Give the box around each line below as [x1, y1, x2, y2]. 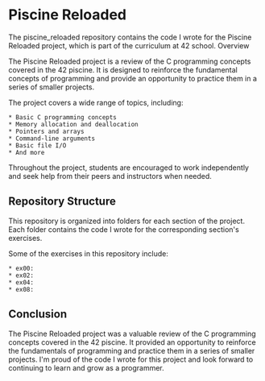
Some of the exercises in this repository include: [8, 248, 169, 259]
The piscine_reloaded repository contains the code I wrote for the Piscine [8, 32, 252, 42]
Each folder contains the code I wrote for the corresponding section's [8, 224, 239, 234]
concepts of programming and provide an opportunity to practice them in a [8, 73, 258, 83]
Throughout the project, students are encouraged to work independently [8, 163, 250, 172]
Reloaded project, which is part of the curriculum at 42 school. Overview [8, 40, 250, 50]
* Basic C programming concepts [8, 113, 117, 122]
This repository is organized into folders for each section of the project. [8, 216, 246, 226]
